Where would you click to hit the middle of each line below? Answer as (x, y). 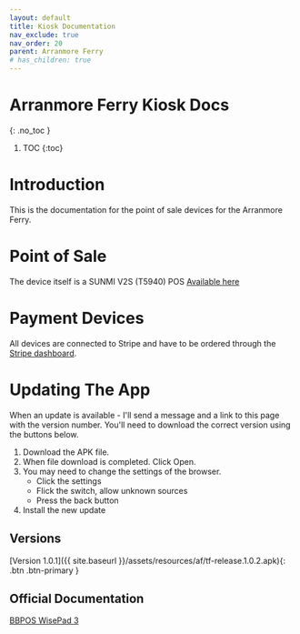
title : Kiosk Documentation (63, 26)
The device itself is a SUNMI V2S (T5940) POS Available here (125, 281)
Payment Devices (77, 318)
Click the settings (69, 481)
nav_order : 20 (36, 43)
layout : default (40, 18)
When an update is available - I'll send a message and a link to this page (145, 415)
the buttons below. (44, 434)
